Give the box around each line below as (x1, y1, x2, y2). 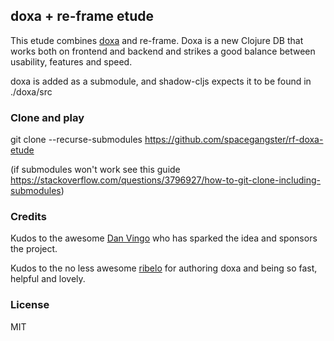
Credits (10, 210, 47, 224)
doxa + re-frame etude (10, 8, 155, 25)
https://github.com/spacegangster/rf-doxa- (144, 134, 324, 146)
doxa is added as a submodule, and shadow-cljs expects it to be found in (10, 75, 312, 87)
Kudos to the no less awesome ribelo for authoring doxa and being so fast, (10, 262, 318, 274)
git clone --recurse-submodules (10, 134, 143, 146)
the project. (10, 243, 58, 255)
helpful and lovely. (10, 273, 86, 285)
